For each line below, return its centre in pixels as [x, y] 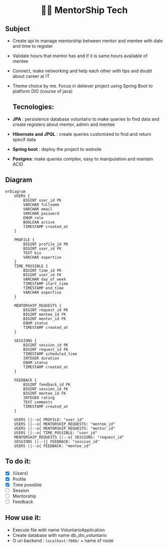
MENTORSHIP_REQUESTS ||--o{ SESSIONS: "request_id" [69, 437]
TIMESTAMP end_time [44, 288]
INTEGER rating [39, 398]
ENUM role [33, 218]
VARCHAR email [38, 209]
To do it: [18, 462]
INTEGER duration [41, 358]
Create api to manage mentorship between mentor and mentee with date [88, 41]
